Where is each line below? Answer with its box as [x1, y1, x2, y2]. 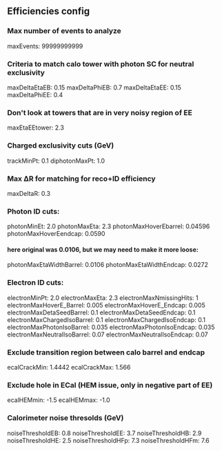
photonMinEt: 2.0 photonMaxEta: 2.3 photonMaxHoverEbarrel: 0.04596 [7, 222, 210, 230]
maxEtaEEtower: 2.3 [7, 123, 64, 132]
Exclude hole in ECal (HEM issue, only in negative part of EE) [7, 380, 213, 390]
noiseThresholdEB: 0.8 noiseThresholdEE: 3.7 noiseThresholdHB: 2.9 [7, 429, 202, 437]
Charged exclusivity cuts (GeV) [7, 141, 114, 150]
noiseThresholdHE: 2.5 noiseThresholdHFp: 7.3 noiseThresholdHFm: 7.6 [7, 436, 210, 444]
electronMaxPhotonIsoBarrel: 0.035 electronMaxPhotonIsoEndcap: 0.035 [7, 323, 215, 331]
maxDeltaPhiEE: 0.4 [7, 90, 63, 99]
